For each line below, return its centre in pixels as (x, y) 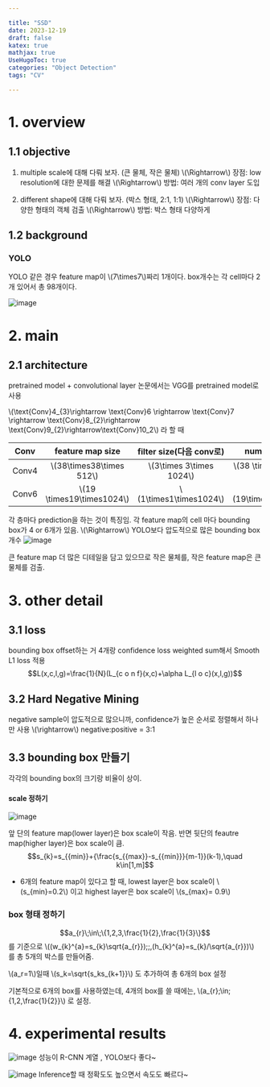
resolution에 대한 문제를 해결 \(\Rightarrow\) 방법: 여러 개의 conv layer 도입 (140, 182)
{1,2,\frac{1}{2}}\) (37, 1001)
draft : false (30, 38)
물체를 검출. (27, 567)
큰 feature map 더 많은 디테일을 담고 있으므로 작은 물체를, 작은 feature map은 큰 (135, 558)
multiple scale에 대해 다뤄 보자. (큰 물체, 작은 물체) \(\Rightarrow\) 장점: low (140, 172)
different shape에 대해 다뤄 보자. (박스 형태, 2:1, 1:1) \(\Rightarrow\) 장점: (135, 199)
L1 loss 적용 (27, 661)
